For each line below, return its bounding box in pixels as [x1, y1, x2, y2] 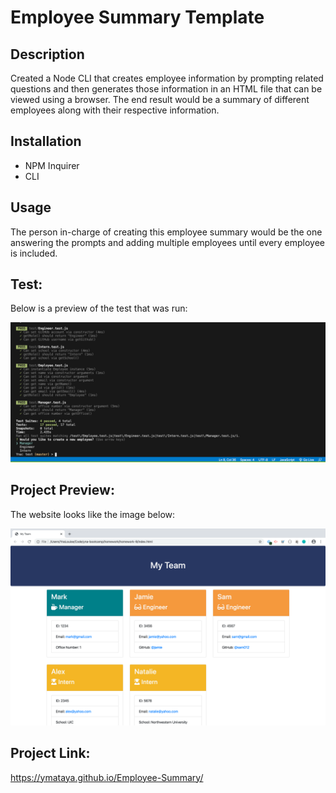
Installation [10, 133, 82, 150]
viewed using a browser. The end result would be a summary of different [10, 94, 310, 105]
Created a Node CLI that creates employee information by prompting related [10, 72, 324, 84]
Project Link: [10, 745, 91, 762]
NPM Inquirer [24, 159, 80, 171]
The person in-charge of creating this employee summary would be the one [10, 226, 323, 238]
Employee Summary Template [10, 6, 265, 29]
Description [10, 46, 85, 63]
